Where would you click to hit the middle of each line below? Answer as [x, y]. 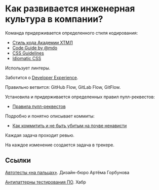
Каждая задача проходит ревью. [40, 135]
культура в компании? [54, 19]
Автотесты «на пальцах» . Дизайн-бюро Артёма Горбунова [67, 172]
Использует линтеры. [28, 68]
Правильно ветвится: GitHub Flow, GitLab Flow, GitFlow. [63, 87]
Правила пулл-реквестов [39, 106]
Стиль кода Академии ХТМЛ [42, 42]
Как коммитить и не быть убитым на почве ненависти [69, 126]
